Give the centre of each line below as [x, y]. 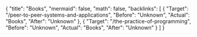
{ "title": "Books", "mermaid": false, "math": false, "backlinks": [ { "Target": [97, 9]
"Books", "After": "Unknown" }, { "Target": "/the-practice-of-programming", [98, 21]
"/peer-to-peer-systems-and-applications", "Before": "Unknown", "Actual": [98, 15]
